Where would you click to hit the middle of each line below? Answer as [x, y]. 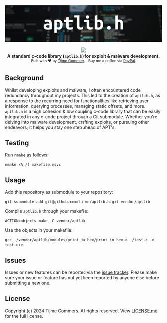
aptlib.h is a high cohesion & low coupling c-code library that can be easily [83, 111]
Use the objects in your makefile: [39, 230]
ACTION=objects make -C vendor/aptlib [45, 221]
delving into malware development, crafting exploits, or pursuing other [77, 122]
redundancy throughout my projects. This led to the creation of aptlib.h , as [83, 95]
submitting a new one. [28, 283]
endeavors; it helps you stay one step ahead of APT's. [60, 127]
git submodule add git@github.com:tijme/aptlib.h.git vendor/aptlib [78, 202]
